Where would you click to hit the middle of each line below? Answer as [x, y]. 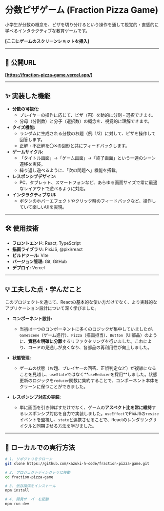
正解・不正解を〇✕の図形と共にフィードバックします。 [74, 146]
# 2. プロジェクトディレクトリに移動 [38, 472]
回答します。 [32, 139]
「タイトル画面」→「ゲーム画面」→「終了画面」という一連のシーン [88, 158]
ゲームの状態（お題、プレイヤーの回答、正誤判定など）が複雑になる [88, 368]
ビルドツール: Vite [30, 255]
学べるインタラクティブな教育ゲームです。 [48, 30]
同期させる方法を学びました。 [66, 426]
